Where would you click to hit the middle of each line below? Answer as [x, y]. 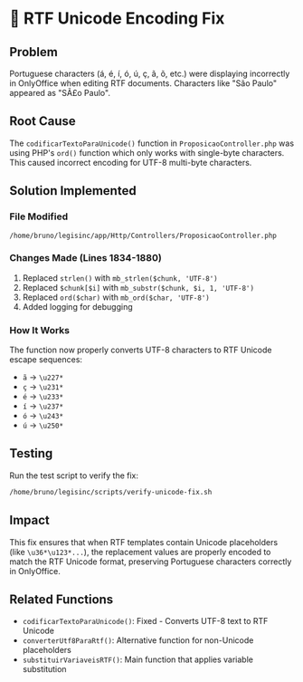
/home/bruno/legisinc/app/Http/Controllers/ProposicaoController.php [143, 235]
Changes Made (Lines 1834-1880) [86, 258]
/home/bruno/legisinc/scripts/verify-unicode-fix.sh [111, 492]
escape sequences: [46, 360]
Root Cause [43, 121]
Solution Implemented [73, 191]
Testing [31, 453]
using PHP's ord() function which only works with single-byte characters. [147, 152]
